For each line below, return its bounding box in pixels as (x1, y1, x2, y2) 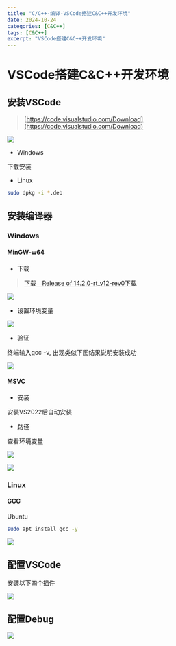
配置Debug (7, 613, 55, 625)
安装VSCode (7, 97, 62, 108)
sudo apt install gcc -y (7, 525, 78, 532)
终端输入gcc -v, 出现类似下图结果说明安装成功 (7, 348, 137, 356)
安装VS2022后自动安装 (7, 408, 73, 416)
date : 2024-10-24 (7, 16, 57, 23)
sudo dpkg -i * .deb (7, 190, 63, 197)
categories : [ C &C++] (7, 23, 66, 29)
